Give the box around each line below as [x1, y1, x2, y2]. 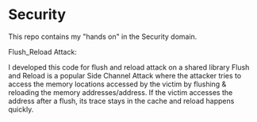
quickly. [8, 105, 34, 114]
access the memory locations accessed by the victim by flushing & [8, 79, 227, 89]
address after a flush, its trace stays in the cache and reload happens [8, 96, 235, 105]
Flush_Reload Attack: [8, 47, 77, 56]
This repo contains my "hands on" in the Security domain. [8, 32, 198, 41]
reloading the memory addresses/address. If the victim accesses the [8, 87, 233, 97]
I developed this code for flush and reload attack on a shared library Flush [8, 62, 250, 72]
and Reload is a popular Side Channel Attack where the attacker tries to [8, 71, 242, 80]
